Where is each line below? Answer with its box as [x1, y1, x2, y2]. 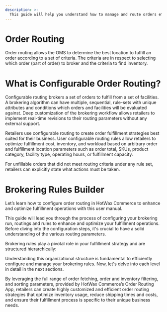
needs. [5, 302, 19, 309]
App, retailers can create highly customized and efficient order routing [5, 287, 149, 293]
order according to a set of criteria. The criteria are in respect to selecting [5, 55, 156, 61]
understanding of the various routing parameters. [5, 231, 106, 237]
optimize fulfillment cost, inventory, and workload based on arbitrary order [5, 141, 158, 147]
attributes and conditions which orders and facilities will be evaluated [5, 105, 147, 111]
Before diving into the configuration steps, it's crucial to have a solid [5, 226, 145, 232]
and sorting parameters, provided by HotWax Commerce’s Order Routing [5, 281, 154, 287]
